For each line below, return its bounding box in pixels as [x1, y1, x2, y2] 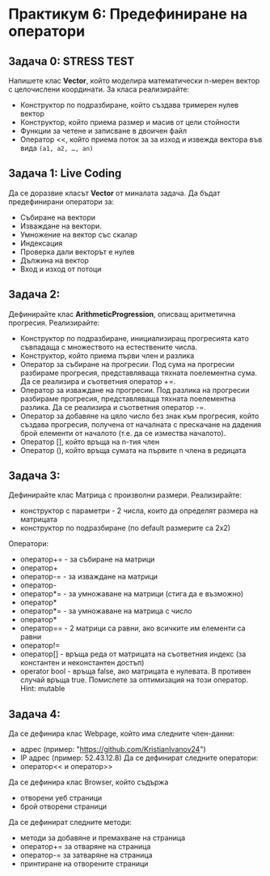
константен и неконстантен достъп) [19, 658, 145, 668]
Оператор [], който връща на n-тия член [19, 437, 160, 447]
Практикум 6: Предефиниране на [8, 5, 248, 24]
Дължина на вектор [19, 255, 89, 265]
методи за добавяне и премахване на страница [19, 833, 186, 843]
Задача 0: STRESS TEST [8, 54, 135, 68]
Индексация [19, 238, 63, 248]
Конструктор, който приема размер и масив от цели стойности [19, 118, 240, 126]
